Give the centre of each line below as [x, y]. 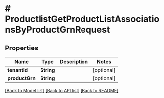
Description [74, 62]
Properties [22, 48]
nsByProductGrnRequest [58, 30]
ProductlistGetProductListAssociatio [82, 19]
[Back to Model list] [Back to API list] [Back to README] [62, 90]
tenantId [18, 70]
